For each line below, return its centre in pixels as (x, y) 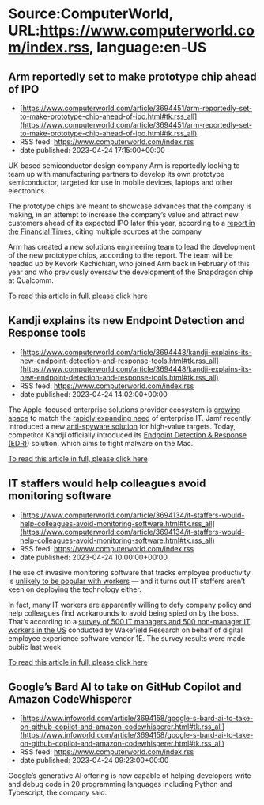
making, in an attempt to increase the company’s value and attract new (123, 214)
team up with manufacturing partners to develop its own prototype (117, 174)
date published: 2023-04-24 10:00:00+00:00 (94, 557)
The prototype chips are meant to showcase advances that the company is (130, 206)
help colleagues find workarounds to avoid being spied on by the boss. (124, 613)
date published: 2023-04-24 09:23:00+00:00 (94, 761)
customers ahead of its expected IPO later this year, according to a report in (132, 223)
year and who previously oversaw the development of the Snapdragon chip (131, 272)
